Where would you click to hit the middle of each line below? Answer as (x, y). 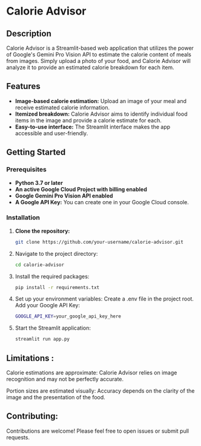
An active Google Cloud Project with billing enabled (81, 189)
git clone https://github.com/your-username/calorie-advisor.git (99, 242)
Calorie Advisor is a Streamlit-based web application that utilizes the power (100, 48)
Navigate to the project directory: (56, 253)
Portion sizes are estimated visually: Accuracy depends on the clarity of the (100, 391)
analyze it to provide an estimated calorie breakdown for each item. (90, 67)
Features (23, 86)
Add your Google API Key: (48, 305)
